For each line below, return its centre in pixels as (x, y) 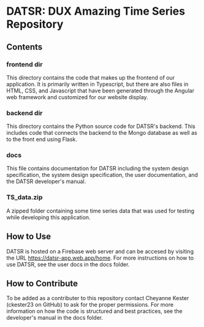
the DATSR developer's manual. (46, 181)
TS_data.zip (25, 197)
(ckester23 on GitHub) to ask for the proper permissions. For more (90, 305)
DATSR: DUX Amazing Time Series (96, 11)
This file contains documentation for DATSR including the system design (97, 168)
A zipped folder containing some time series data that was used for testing (100, 211)
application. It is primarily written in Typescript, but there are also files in (97, 84)
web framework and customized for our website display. (77, 97)
